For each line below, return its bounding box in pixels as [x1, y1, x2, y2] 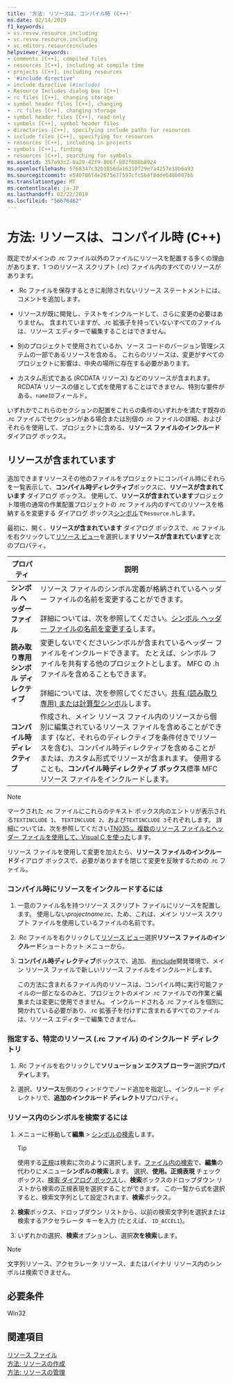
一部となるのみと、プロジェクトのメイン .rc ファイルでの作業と [35, 989, 216, 997]
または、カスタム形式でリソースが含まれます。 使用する [40, 753, 222, 763]
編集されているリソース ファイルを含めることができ [54, 722, 223, 732]
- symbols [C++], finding [7, 146, 82, 153]
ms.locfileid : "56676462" [7, 197, 82, 205]
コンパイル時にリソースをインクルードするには [7, 884, 163, 894]
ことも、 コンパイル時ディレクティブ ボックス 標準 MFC [40, 764, 218, 774]
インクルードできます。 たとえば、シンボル [68, 648, 208, 657]
